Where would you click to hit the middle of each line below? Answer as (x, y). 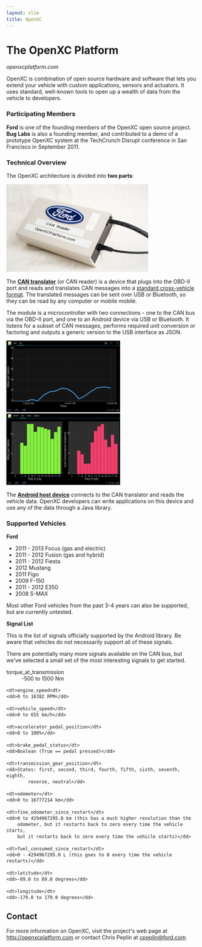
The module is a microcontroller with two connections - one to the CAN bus (101, 313)
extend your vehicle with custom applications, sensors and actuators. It (96, 85)
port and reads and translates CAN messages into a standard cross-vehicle (100, 288)
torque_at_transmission (35, 672)
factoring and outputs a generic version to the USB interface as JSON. (94, 333)
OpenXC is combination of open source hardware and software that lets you (101, 79)
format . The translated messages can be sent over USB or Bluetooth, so (96, 295)
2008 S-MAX (32, 594)
